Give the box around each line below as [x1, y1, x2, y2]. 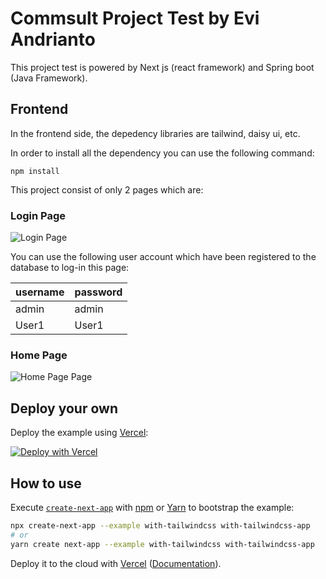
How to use [10, 475, 82, 492]
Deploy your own [10, 400, 118, 417]
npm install [10, 166, 60, 176]
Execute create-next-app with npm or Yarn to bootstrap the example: [10, 501, 295, 513]
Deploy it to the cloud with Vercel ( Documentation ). [10, 557, 222, 569]
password [74, 285, 123, 299]
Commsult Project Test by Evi [10, 7, 260, 30]
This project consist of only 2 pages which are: [10, 183, 204, 196]
